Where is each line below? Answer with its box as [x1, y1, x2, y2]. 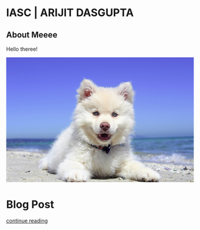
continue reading [6, 217, 48, 225]
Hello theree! [6, 45, 38, 52]
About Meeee [6, 30, 58, 40]
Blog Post [6, 197, 55, 211]
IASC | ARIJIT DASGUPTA [6, 6, 134, 20]
